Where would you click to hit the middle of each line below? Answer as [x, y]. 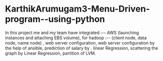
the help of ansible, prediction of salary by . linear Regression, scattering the [81, 48]
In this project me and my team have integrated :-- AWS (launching [72, 32]
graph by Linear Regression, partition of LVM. [51, 53]
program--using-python [55, 19]
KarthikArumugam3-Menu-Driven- [77, 9]
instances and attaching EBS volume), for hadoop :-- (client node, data [76, 38]
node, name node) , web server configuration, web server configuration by [80, 43]
